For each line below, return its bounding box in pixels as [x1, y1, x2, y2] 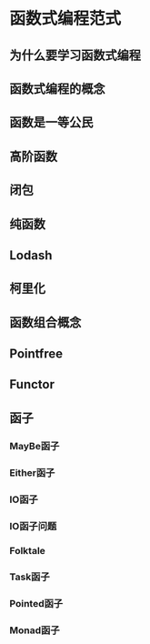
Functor [9, 377, 55, 392]
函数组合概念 [9, 315, 82, 330]
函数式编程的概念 [9, 81, 105, 96]
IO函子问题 [9, 519, 57, 532]
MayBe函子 [9, 439, 60, 452]
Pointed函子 [9, 598, 64, 610]
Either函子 [9, 466, 55, 478]
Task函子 [9, 570, 50, 583]
